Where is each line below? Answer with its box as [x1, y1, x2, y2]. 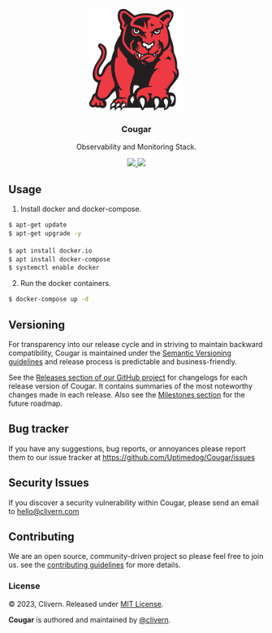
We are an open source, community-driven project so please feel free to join [8, 552, 264, 561]
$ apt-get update [8, 221, 67, 229]
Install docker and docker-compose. [19, 204, 142, 214]
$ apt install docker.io [8, 246, 93, 255]
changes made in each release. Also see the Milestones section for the [8, 390, 246, 400]
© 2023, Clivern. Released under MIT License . [8, 599, 164, 609]
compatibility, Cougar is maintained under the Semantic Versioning [8, 348, 231, 358]
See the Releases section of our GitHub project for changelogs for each [8, 372, 248, 383]
